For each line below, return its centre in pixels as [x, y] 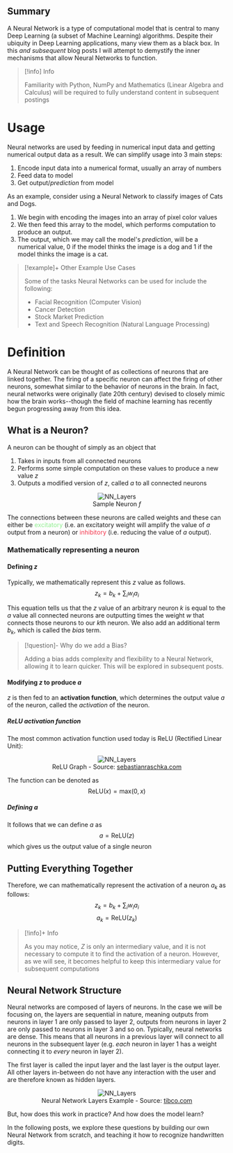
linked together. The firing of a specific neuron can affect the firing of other [115, 379]
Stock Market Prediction [69, 317]
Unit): [15, 746]
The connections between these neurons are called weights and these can [114, 517]
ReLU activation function [44, 721]
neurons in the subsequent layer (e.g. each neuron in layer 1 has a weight [112, 1044]
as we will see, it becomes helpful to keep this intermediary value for [122, 961]
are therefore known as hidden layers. [62, 1080]
